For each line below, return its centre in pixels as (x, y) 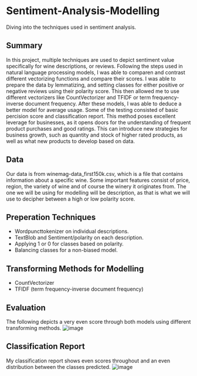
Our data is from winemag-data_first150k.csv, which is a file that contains (95, 174)
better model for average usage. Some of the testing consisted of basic (92, 109)
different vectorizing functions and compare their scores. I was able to (91, 78)
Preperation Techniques (51, 217)
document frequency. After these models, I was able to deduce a (103, 104)
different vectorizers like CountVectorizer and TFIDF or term (79, 97)
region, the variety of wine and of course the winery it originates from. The (96, 186)
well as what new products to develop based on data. (71, 141)
